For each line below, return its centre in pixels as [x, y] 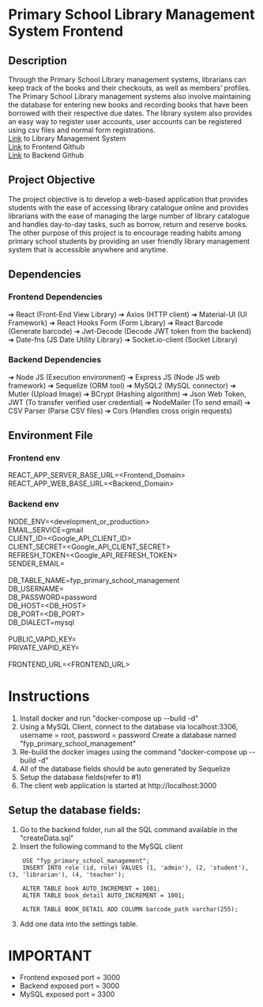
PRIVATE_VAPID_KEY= [44, 647]
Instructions [49, 696]
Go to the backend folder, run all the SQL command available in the [128, 829]
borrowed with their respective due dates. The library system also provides [130, 113]
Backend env [34, 504]
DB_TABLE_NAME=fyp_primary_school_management [94, 580]
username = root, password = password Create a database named [128, 735]
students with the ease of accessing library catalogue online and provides [128, 207]
